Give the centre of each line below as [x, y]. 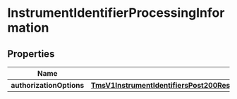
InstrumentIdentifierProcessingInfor [116, 13]
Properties [31, 54]
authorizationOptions [48, 85]
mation [28, 28]
